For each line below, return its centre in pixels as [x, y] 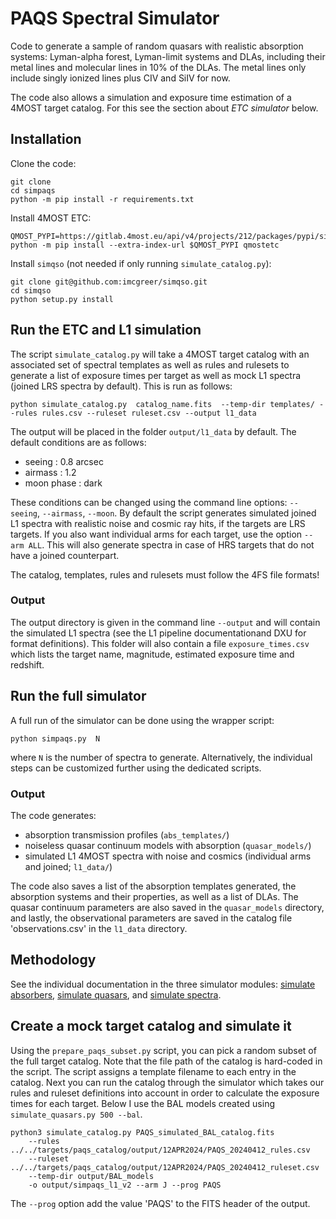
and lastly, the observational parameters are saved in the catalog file [151, 918]
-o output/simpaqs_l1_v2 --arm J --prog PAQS [125, 1185]
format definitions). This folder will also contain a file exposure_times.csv [160, 643]
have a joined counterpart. [65, 555]
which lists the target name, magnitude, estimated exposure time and [152, 654]
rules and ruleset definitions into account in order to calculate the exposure [165, 1093]
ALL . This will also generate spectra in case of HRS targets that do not [171, 544]
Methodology [53, 960]
